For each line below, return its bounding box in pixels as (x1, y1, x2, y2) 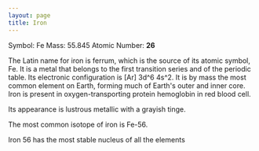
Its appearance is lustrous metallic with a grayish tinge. (8, 104, 186, 114)
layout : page (8, 11, 51, 20)
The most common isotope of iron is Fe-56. (8, 120, 148, 129)
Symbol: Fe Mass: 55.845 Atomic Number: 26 (8, 40, 155, 50)
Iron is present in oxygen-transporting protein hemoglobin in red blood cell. (8, 89, 251, 98)
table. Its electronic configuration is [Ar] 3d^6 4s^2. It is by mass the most (8, 72, 246, 82)
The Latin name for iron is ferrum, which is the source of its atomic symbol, (8, 56, 251, 65)
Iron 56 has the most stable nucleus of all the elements (8, 134, 186, 144)
